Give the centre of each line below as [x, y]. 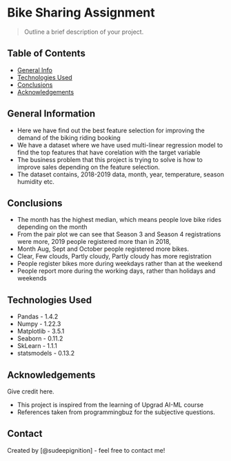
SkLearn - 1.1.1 [37, 346]
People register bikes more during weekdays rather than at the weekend [120, 264]
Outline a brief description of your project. [84, 32]
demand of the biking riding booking [69, 137]
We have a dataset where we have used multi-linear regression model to [120, 145]
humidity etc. [36, 181]
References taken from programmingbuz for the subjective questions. [116, 412]
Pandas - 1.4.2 [38, 317]
